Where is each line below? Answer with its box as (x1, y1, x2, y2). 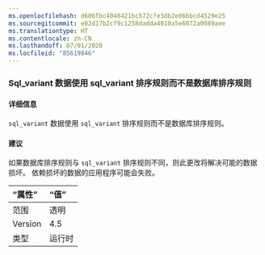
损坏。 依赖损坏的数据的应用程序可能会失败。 (8, 168, 159, 178)
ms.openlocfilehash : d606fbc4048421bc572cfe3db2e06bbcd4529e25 (8, 11, 226, 20)
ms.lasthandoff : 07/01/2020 (8, 42, 103, 50)
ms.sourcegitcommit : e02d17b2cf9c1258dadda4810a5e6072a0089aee (8, 19, 226, 27)
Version (12, 219, 42, 230)
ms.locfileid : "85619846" (8, 49, 95, 57)
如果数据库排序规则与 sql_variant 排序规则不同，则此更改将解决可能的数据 (8, 158, 258, 168)
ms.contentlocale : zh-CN (8, 34, 92, 43)
